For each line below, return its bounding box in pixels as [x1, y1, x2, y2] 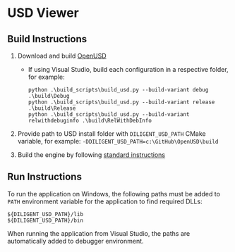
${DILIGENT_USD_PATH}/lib [7, 210, 83, 218]
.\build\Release [28, 105, 76, 112]
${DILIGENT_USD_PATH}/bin [7, 217, 83, 224]
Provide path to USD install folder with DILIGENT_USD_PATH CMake [17, 130, 206, 138]
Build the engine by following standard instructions [17, 151, 166, 159]
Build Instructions [7, 33, 88, 45]
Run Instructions [7, 171, 83, 183]
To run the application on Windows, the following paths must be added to [7, 189, 221, 198]
